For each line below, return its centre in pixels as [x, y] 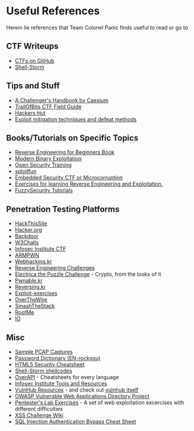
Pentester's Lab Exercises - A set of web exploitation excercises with [99, 402]
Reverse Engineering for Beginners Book [65, 152]
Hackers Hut [30, 113]
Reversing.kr [30, 287]
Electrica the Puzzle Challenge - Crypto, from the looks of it [88, 274]
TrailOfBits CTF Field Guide [48, 106]
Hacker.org [29, 230]
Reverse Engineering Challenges [55, 268]
